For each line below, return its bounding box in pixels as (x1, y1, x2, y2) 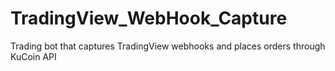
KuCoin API (10, 50, 57, 62)
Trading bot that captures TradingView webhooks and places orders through (10, 40, 326, 52)
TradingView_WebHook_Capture (10, 7, 288, 30)
